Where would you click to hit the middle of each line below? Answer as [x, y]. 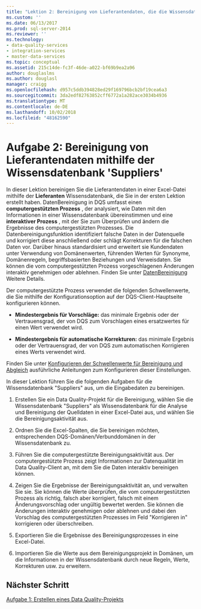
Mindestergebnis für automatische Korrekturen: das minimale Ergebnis [104, 339]
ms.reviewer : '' [26, 34]
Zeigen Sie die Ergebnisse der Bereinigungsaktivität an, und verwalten [101, 485]
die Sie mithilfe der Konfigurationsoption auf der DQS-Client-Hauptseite [95, 297]
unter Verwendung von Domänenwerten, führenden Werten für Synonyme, [98, 253]
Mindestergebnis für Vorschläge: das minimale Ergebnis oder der [97, 315]
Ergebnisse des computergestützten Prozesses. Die [70, 228]
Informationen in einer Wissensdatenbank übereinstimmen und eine [90, 215]
